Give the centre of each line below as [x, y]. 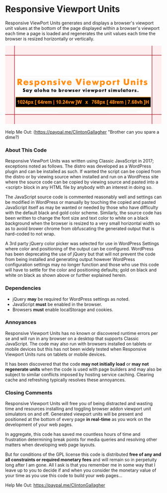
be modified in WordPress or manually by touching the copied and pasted [81, 202]
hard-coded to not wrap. [30, 234]
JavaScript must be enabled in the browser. [57, 304]
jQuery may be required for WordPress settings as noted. [71, 299]
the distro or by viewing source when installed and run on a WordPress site [82, 177]
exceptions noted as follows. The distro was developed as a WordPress [78, 166]
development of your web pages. [39, 425]
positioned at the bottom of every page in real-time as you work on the [78, 419]
